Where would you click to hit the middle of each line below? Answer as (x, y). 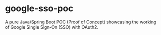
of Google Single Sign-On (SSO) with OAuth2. (52, 27)
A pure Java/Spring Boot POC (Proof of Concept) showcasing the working (81, 22)
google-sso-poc (39, 9)
